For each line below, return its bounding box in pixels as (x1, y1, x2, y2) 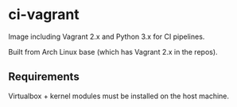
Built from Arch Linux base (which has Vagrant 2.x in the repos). (8, 47, 218, 56)
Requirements (8, 70, 80, 84)
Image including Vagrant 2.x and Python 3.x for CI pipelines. (8, 32, 205, 41)
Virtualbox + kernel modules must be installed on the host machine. (8, 91, 229, 101)
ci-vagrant (8, 6, 80, 24)
